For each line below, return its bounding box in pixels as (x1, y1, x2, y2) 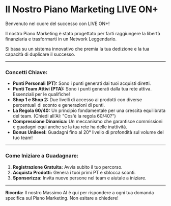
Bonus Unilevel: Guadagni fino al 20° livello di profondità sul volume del (12, 129, 164, 135)
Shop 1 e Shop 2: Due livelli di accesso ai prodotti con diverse (12, 97, 142, 103)
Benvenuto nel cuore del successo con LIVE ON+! (5, 20, 110, 27)
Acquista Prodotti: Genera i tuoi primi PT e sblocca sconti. (12, 169, 136, 175)
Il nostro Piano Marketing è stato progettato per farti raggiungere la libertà (5, 30, 160, 36)
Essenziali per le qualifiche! (12, 91, 70, 98)
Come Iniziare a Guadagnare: (5, 152, 79, 159)
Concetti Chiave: (5, 68, 48, 76)
